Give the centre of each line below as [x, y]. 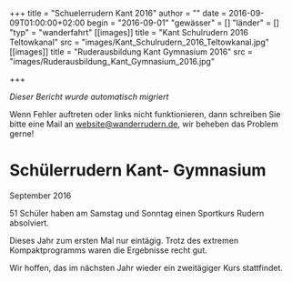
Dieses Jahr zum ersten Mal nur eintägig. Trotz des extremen [124, 240]
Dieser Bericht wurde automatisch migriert [89, 96]
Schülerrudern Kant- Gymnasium [138, 171]
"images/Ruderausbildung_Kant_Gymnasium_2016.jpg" [112, 61]
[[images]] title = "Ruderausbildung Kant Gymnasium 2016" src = [131, 52]
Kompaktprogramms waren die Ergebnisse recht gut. [108, 250]
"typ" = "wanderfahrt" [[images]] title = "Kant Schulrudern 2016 [129, 32]
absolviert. [30, 223]
